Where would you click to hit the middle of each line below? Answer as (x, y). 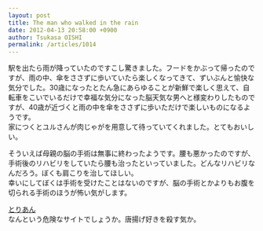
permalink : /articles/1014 (52, 45)
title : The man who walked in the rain (73, 23)
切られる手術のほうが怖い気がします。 (70, 192)
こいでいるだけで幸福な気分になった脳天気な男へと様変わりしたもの (139, 97)
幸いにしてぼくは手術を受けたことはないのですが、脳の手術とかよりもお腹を (131, 183)
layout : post (29, 15)
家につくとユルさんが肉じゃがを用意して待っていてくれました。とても (121, 127)
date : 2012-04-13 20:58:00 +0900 (63, 30)
